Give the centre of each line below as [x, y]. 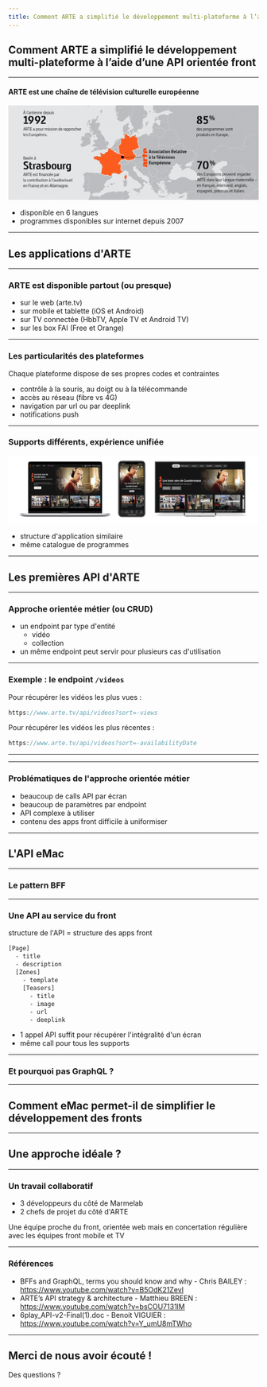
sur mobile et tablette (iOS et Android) [82, 311]
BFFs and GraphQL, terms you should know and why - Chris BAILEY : [133, 1281]
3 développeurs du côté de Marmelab [81, 1203]
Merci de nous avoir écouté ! [80, 1356]
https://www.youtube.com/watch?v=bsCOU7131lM [102, 1306]
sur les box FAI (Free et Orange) [72, 328]
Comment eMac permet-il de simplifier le [112, 1105]
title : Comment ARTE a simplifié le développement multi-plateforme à [128, 17]
